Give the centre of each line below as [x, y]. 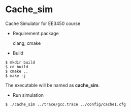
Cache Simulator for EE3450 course [43, 23]
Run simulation [28, 95]
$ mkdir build [20, 62]
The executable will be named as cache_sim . [53, 85]
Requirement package [36, 33]
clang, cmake [27, 43]
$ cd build [17, 67]
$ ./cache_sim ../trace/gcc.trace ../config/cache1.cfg [65, 104]
